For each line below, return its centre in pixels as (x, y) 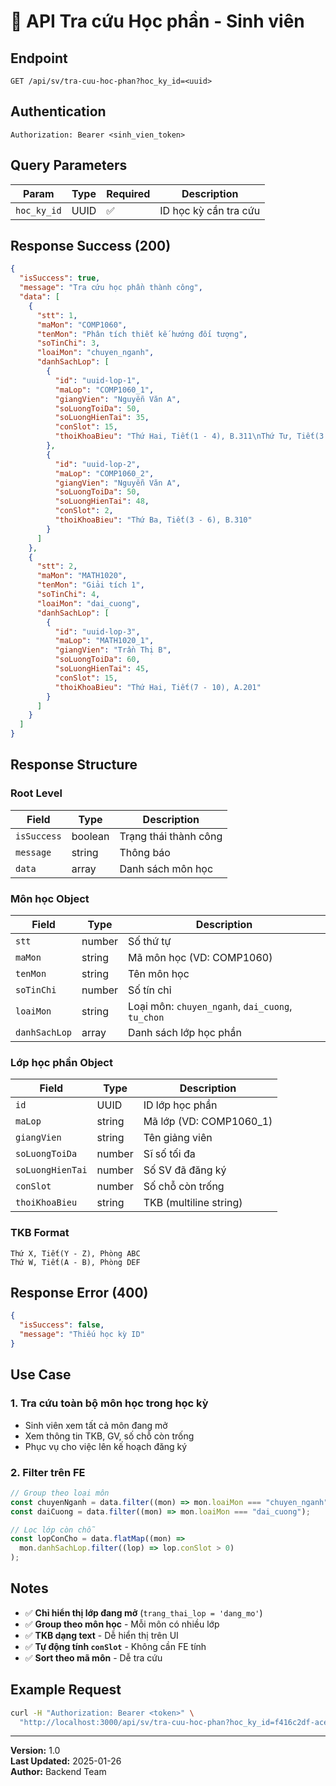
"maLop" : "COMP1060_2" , (104, 473)
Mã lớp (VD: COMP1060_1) (208, 1122)
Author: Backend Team (58, 1772)
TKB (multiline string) (193, 1203)
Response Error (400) (79, 1293)
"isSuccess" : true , (60, 278)
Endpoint (39, 58)
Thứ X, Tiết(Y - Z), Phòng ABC (75, 1253)
